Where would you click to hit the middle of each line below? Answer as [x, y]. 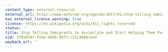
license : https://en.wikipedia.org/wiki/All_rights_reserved [70, 24]
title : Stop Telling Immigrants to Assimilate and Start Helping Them [80, 33]
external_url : [20, 14]
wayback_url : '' [22, 42]
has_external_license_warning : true [43, 19]
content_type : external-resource [40, 10]
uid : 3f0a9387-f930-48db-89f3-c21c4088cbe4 [51, 38]
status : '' [16, 28]
